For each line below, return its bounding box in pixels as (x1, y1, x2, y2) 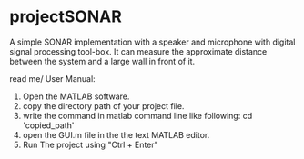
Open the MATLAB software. (22, 91, 130, 102)
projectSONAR (9, 6, 123, 27)
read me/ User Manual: (9, 73, 96, 84)
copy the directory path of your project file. (22, 100, 185, 111)
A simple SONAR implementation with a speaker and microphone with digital (9, 36, 296, 47)
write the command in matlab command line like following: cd (22, 110, 253, 121)
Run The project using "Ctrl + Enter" (22, 139, 159, 150)
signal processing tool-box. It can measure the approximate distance (9, 45, 268, 56)
